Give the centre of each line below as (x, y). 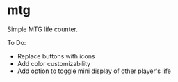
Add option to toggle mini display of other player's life (94, 71)
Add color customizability (54, 63)
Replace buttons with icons (56, 56)
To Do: (17, 42)
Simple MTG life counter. (42, 29)
